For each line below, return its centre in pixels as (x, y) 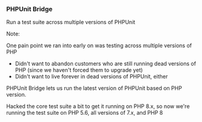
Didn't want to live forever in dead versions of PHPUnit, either (91, 77)
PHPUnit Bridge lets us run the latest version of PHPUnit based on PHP (94, 88)
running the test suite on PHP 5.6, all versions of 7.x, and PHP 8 (85, 113)
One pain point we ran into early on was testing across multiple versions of (99, 46)
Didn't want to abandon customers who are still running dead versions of (106, 64)
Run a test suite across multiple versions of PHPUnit (71, 22)
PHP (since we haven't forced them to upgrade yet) (79, 70)
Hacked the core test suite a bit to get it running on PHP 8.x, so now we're (98, 106)
